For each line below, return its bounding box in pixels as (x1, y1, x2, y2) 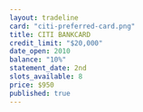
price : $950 (9, 80, 54, 89)
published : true (9, 89, 71, 98)
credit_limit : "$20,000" (9, 38, 103, 48)
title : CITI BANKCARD (9, 30, 91, 39)
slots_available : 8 (9, 72, 83, 81)
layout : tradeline (9, 13, 79, 23)
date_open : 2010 (9, 47, 71, 56)
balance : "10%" (9, 55, 67, 64)
